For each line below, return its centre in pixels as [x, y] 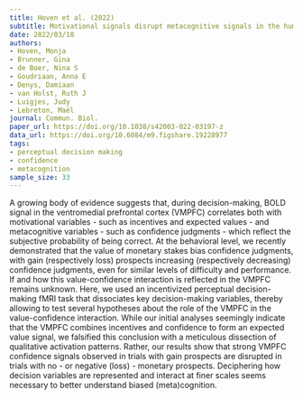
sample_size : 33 [40, 177]
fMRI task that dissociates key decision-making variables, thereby [161, 299]
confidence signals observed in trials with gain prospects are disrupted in [146, 357]
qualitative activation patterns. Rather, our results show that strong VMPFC [148, 347]
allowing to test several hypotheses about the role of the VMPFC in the [141, 309]
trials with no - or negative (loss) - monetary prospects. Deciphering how [145, 366]
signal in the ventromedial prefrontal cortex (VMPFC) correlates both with [146, 212]
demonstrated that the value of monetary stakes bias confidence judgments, [151, 251]
